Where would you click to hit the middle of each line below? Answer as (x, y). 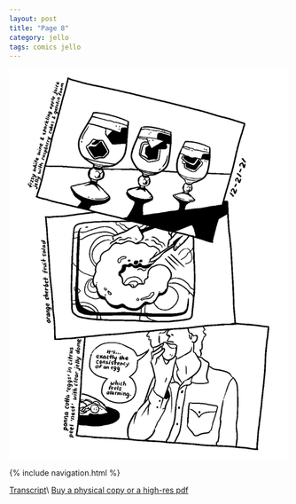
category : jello (39, 37)
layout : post (33, 19)
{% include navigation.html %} (65, 472)
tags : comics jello (45, 47)
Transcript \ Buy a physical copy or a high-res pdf (99, 490)
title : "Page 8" (39, 28)
